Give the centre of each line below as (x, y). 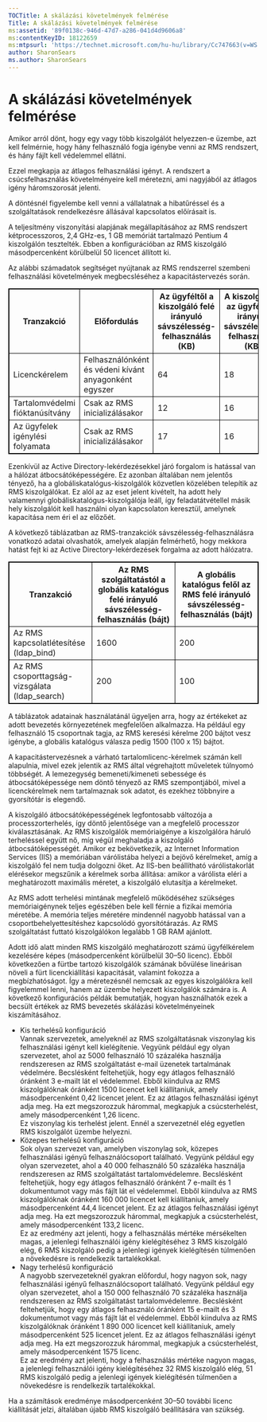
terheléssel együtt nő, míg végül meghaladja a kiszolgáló (101, 840)
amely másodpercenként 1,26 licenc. (80, 1115)
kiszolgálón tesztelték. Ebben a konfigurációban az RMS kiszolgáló (118, 244)
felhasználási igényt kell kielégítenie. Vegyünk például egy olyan (125, 1047)
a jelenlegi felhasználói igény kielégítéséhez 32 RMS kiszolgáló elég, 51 (136, 1368)
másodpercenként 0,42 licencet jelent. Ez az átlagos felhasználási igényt (139, 1098)
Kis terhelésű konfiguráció (63, 1030)
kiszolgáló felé (187, 306)
